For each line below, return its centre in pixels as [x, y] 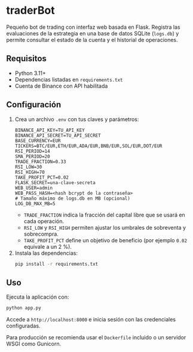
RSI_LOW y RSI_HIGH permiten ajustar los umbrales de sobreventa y [105, 227]
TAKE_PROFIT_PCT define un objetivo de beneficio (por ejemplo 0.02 [105, 240]
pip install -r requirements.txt [56, 264]
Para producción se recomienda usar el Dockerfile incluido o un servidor [96, 338]
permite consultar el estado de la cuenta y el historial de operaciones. [92, 40]
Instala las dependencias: [46, 253]
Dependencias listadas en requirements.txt [69, 79]
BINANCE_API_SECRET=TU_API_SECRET [58, 136]
